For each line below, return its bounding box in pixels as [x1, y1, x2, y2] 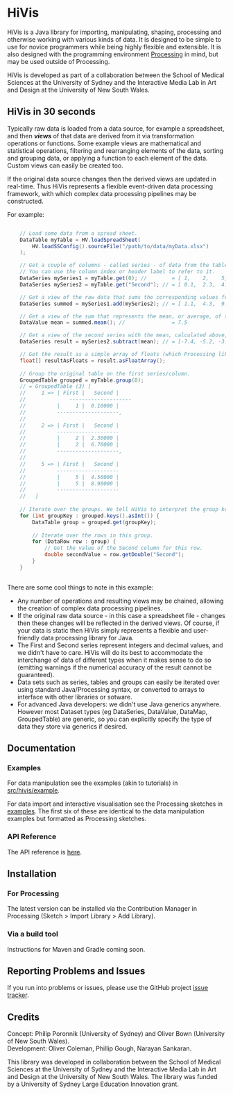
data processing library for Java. [41, 633, 134, 642]
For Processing [7, 889, 60, 898]
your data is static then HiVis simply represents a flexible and [17, 626, 192, 634]
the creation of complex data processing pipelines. [17, 603, 163, 613]
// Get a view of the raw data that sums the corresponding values [19, 293, 218, 300]
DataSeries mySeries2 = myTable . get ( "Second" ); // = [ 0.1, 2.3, [19, 281, 216, 288]
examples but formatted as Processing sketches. [7, 815, 147, 823]
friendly [17, 633, 40, 642]
